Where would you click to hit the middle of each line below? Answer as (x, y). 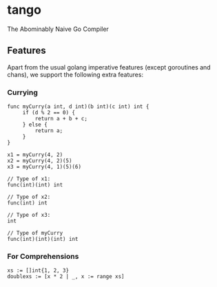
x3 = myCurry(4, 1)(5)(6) (44, 167)
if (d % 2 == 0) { (49, 113)
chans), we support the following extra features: (75, 74)
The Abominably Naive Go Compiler (58, 29)
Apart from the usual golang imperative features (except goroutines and (109, 67)
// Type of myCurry (35, 233)
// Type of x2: (29, 197)
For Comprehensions (43, 256)
